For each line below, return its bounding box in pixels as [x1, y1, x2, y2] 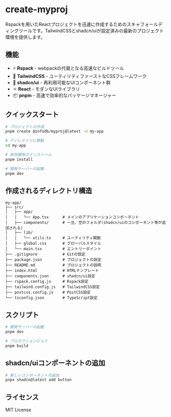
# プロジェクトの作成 [5, 124, 44, 129]
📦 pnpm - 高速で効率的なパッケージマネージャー [12, 92, 116, 98]
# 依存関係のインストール [5, 152, 52, 157]
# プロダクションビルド [5, 338, 48, 344]
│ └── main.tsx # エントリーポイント [5, 246, 102, 252]
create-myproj [5, 4, 68, 15]
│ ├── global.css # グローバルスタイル [5, 241, 102, 246]
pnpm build [5, 343, 29, 348]
